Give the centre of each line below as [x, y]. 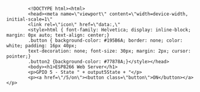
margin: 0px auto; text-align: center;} [58, 35]
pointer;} [19, 56]
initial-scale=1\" [29, 19]
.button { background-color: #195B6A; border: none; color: [105, 41]
